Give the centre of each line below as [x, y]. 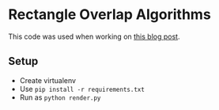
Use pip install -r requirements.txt [82, 89]
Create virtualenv [48, 80]
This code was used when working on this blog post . [94, 36]
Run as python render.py [60, 97]
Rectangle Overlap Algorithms [109, 15]
